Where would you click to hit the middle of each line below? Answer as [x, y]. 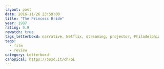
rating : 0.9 [17, 28]
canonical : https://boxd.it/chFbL [40, 59]
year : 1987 [16, 23]
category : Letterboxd [27, 55]
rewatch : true [20, 32]
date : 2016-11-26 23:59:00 [32, 14]
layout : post [18, 9]
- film [16, 46]
